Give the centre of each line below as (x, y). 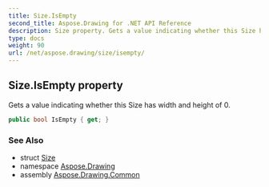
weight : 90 (26, 46)
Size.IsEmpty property (66, 85)
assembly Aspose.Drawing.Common (80, 174)
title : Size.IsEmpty (43, 16)
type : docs (26, 38)
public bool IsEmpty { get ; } (59, 120)
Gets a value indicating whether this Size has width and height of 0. (119, 104)
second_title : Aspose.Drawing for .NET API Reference (100, 23)
